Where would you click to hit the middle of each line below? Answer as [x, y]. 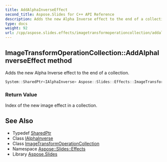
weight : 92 [16, 28]
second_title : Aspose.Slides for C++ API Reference [60, 14]
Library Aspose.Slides [35, 154]
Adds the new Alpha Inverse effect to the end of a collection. [67, 73]
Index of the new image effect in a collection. [51, 105]
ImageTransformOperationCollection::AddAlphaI [82, 53]
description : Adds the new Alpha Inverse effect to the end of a [74, 19]
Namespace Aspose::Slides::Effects [49, 149]
